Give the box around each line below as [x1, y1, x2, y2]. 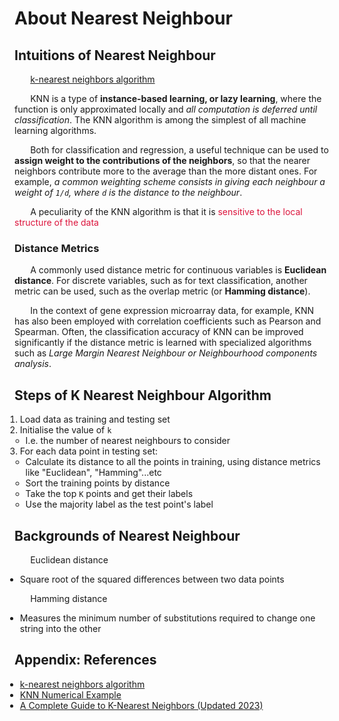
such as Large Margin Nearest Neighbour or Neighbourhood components [14, 347, 318, 359]
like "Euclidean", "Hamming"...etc [25, 467, 162, 479]
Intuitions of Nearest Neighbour [14, 47, 216, 64]
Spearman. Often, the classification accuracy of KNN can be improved [14, 326, 304, 338]
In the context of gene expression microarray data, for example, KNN [30, 305, 314, 317]
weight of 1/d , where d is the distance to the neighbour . [14, 187, 243, 198]
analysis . [14, 358, 52, 370]
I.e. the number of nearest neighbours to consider [25, 435, 231, 447]
